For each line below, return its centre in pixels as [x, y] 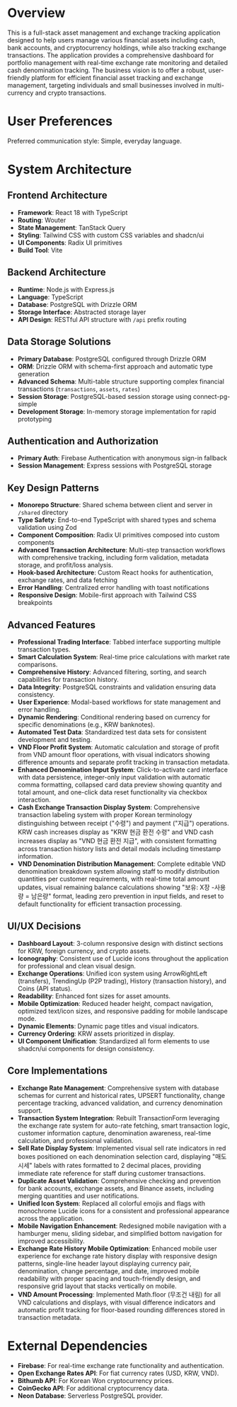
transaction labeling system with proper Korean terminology [105, 814]
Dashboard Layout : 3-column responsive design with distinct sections [120, 943]
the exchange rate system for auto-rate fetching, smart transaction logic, [123, 1125]
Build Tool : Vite [40, 250]
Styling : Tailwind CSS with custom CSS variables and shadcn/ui [111, 235]
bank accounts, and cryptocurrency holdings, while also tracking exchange [117, 47]
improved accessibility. [51, 1241]
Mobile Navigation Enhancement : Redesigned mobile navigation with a [122, 1226]
